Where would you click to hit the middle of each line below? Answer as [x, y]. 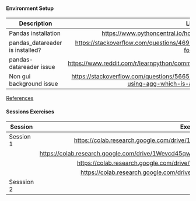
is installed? [25, 50]
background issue [34, 84]
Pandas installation [35, 33]
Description [36, 23]
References [20, 98]
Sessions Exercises [30, 112]
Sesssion [21, 182]
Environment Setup [30, 8]
